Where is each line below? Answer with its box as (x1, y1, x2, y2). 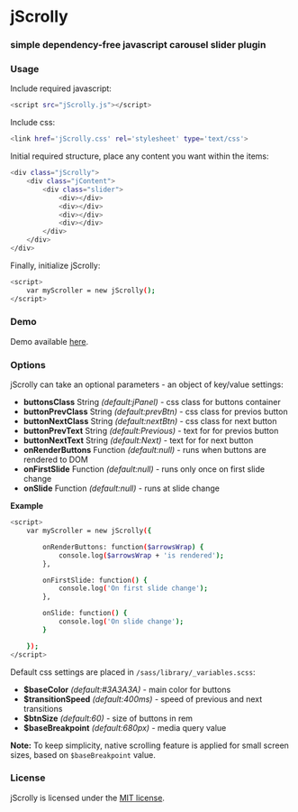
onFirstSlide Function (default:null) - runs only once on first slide (23, 464, 265, 475)
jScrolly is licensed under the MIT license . (10, 792, 166, 803)
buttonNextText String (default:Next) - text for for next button (23, 435, 254, 446)
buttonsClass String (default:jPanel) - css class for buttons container (23, 397, 282, 408)
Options (10, 358, 46, 371)
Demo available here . (10, 336, 89, 346)
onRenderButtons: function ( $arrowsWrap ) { (42, 542, 204, 551)
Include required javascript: (10, 83, 112, 94)
